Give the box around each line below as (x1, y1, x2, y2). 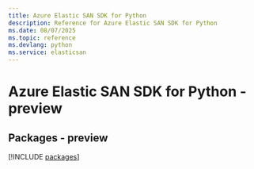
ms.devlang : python (8, 41, 73, 49)
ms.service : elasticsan (8, 48, 87, 56)
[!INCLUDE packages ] (8, 152, 80, 161)
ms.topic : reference (8, 33, 77, 42)
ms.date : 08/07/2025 (8, 26, 77, 34)
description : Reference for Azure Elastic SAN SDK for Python (8, 19, 218, 27)
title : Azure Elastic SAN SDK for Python (8, 11, 147, 20)
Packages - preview (8, 131, 108, 144)
